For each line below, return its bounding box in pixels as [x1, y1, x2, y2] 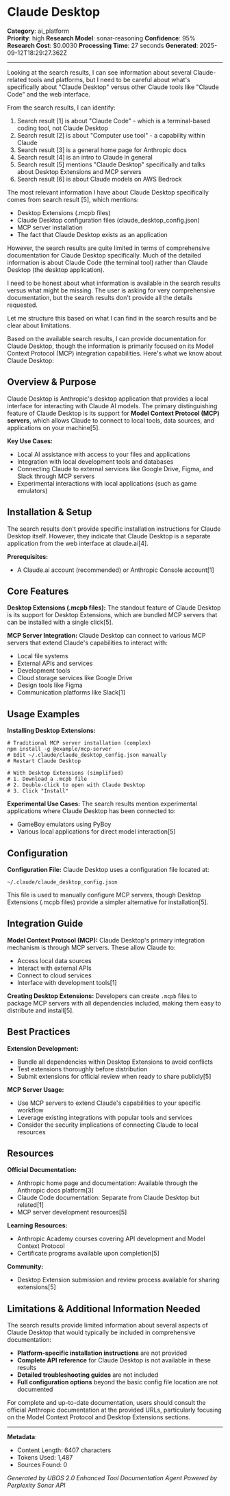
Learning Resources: [7, 1221, 68, 1230]
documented [16, 1385, 53, 1394]
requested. [7, 301, 38, 309]
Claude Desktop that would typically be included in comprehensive [7, 1328, 196, 1336]
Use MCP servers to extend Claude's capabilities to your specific [16, 1099, 201, 1107]
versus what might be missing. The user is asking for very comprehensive [7, 286, 216, 295]
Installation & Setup [7, 506, 92, 518]
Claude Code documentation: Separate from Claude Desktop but [16, 1193, 200, 1202]
